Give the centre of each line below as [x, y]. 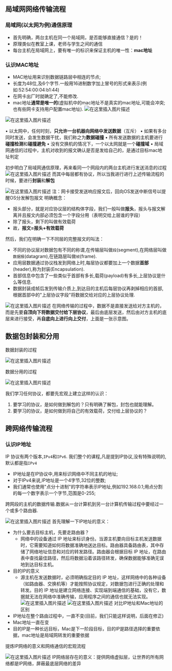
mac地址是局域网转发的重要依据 [56, 635]
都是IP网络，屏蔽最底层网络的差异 [45, 664]
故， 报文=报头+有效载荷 [38, 228]
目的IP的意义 [26, 571]
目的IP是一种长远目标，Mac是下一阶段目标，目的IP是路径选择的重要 [84, 629]
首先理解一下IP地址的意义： [81, 521]
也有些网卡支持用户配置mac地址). [48, 109]
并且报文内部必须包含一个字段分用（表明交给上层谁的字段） [80, 215]
